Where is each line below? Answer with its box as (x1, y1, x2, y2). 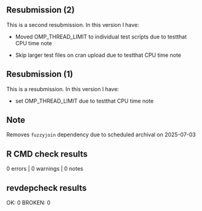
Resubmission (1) (6, 69, 73, 80)
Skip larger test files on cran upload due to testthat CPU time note (15, 51, 182, 59)
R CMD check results (6, 149, 88, 159)
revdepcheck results (6, 183, 87, 193)
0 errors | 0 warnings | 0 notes (6, 165, 84, 172)
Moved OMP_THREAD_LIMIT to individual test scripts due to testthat (15, 33, 187, 40)
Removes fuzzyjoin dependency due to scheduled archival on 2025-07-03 (6, 131, 196, 138)
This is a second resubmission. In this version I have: (6, 21, 140, 28)
